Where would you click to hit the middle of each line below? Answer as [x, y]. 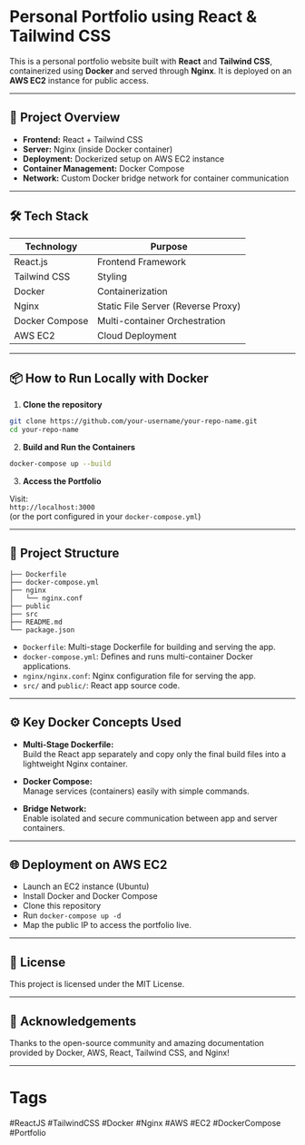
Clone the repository [62, 405]
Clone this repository [62, 906]
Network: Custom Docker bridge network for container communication [155, 178]
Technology [51, 246]
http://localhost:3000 [52, 508]
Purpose [169, 246]
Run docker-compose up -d [72, 915]
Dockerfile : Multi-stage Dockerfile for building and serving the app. [149, 647]
